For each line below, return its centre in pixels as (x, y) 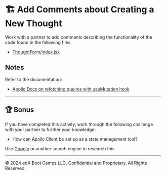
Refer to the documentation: (34, 79)
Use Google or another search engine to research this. (61, 148)
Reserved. (16, 168)
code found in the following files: (39, 42)
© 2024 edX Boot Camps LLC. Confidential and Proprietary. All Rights (76, 163)
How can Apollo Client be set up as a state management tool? (75, 139)
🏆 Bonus (20, 110)
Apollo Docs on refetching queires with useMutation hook (71, 89)
